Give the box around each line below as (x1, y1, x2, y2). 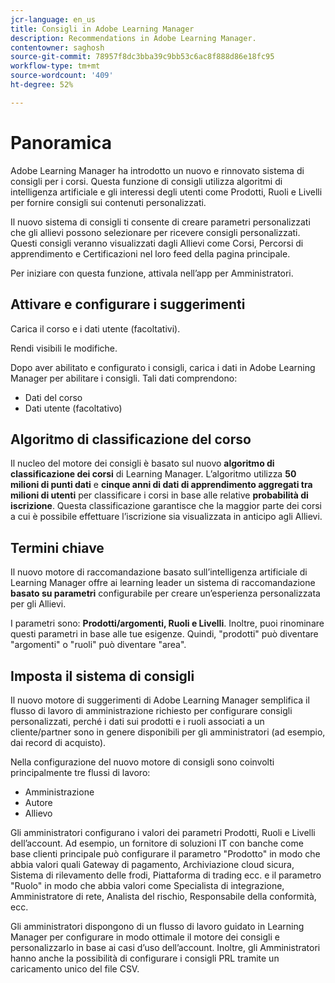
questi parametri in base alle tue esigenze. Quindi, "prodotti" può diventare (10, 628, 319, 640)
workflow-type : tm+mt (10, 61, 101, 71)
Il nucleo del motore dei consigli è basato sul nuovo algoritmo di (10, 457, 275, 470)
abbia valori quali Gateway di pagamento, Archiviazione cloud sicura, (10, 858, 295, 870)
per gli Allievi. (10, 598, 67, 610)
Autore (24, 796, 53, 808)
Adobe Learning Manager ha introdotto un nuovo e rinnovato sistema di (10, 164, 305, 176)
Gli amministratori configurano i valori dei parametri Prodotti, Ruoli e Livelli (10, 826, 316, 838)
